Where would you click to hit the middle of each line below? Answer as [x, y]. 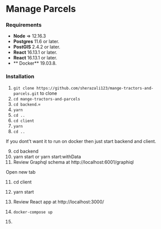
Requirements [24, 25]
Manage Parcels [41, 9]
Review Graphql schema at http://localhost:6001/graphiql [73, 162]
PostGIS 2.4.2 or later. [37, 47]
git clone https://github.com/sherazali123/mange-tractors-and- [83, 88]
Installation [20, 76]
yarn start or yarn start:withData [47, 156]
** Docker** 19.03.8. [35, 63]
